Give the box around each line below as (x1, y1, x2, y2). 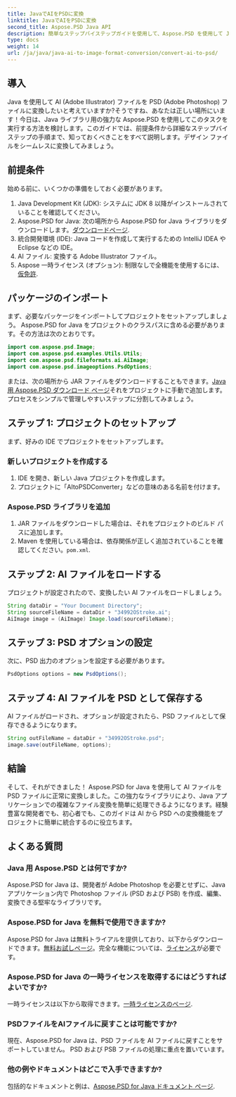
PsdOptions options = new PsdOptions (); (7, 670, 128, 678)
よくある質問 (7, 841, 63, 853)
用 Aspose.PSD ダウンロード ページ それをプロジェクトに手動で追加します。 (7, 385, 226, 394)
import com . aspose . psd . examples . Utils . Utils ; (7, 350, 143, 358)
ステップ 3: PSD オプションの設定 (7, 637, 153, 648)
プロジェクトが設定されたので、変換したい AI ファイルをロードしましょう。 (7, 589, 225, 597)
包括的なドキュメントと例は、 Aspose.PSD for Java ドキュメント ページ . (7, 1082, 216, 1090)
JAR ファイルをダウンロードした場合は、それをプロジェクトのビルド (17, 519, 216, 528)
